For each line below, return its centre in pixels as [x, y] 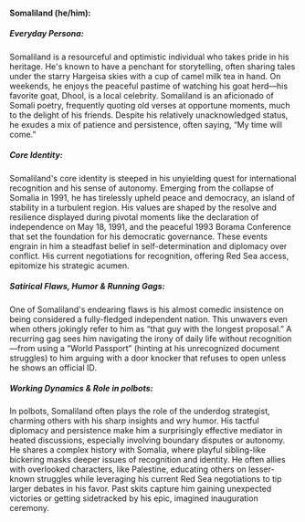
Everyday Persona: [47, 34]
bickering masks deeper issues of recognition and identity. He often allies [147, 460]
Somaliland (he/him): [50, 13]
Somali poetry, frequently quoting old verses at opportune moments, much [150, 105]
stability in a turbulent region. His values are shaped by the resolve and [143, 207]
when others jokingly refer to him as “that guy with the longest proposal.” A [151, 329]
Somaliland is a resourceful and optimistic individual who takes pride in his [149, 57]
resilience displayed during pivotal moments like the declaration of [134, 217]
